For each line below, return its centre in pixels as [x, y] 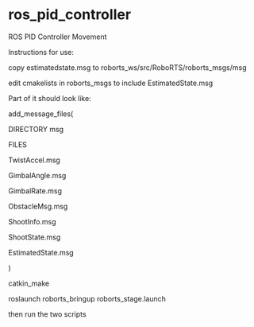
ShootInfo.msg [33, 221]
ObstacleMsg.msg [38, 206]
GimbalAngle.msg [37, 175]
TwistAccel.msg [35, 160]
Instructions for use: [41, 52]
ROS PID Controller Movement [58, 37]
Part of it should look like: [50, 98]
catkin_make [29, 283]
